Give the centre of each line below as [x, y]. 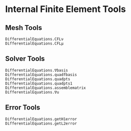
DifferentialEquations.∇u [32, 92]
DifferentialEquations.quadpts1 [39, 83]
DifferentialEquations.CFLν [34, 39]
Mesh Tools [24, 28]
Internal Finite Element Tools [65, 9]
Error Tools [23, 108]
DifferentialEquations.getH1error [41, 119]
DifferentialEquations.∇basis [37, 70]
